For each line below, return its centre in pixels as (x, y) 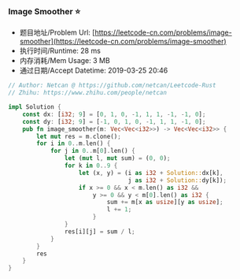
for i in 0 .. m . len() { (74, 143)
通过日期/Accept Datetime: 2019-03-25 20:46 (94, 71)
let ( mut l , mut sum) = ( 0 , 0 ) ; (117, 158)
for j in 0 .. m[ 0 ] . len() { (92, 151)
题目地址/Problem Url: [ (57, 32)
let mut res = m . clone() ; (79, 136)
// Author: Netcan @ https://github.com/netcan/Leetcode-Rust (112, 86)
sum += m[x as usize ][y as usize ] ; (165, 203)
